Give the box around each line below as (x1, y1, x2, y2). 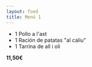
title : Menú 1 (6, 14, 42, 20)
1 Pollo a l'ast (14, 30, 47, 37)
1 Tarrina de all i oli (14, 42, 61, 50)
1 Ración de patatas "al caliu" (14, 36, 87, 43)
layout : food (6, 8, 39, 15)
